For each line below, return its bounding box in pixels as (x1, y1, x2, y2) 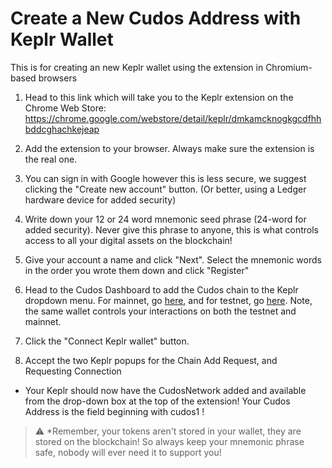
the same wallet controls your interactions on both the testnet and (24, 305, 297, 317)
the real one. (24, 153, 78, 165)
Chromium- (265, 61, 313, 73)
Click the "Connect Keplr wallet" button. (24, 335, 190, 347)
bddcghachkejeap (24, 123, 100, 135)
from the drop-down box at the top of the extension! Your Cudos (24, 395, 291, 407)
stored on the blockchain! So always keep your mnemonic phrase (34, 435, 305, 447)
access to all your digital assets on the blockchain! (24, 234, 233, 246)
